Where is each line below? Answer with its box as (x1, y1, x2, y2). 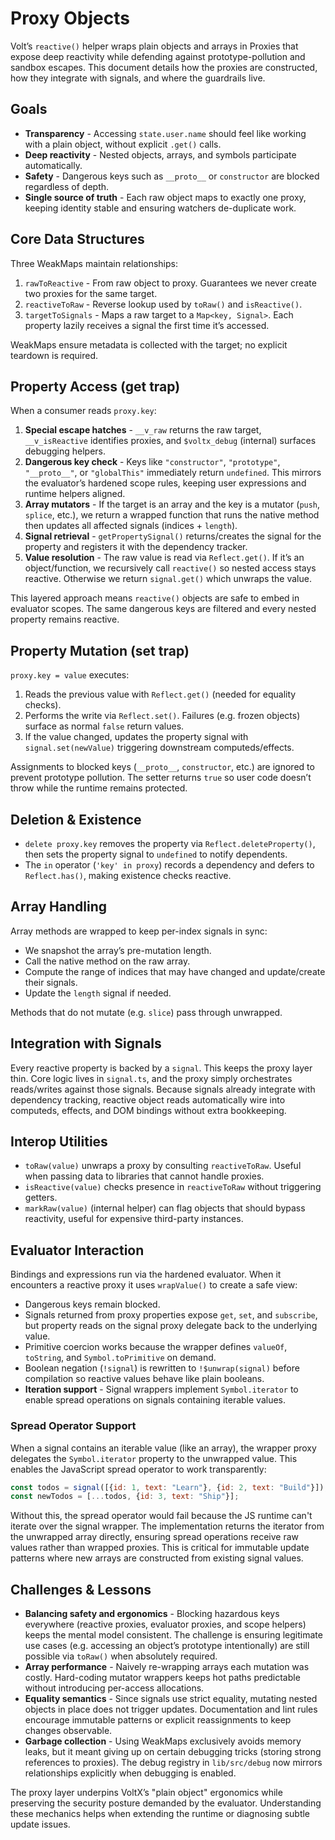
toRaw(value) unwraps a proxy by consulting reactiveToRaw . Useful (24, 1160, 302, 1172)
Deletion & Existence (10, 811, 142, 828)
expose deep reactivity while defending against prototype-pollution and (10, 50, 306, 62)
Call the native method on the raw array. (24, 955, 191, 967)
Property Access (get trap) (10, 378, 181, 395)
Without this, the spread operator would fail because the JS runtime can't (10, 1510, 313, 1522)
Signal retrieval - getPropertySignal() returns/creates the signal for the (24, 530, 322, 542)
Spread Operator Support (10, 1419, 137, 1433)
